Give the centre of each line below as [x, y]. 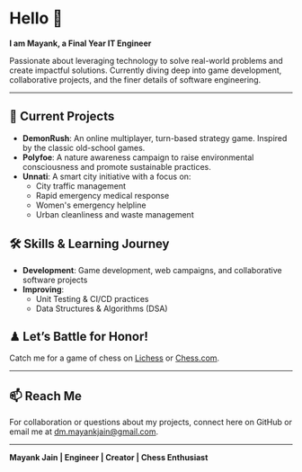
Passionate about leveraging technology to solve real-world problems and [146, 60]
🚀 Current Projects [62, 116]
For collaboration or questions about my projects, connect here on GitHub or [151, 423]
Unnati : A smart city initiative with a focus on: [107, 176]
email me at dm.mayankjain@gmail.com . [84, 432]
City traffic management [81, 186]
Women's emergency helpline [91, 205]
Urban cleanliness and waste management [115, 214]
